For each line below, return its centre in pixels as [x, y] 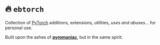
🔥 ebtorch [25, 9]
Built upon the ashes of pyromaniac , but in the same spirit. [64, 37]
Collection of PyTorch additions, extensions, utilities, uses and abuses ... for [80, 22]
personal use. [19, 28]
